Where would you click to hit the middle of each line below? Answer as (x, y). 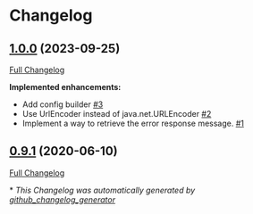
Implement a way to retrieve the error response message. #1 (133, 123)
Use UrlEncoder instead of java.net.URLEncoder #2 (117, 114)
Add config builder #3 (63, 104)
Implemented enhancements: (65, 87)
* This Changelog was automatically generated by (102, 190)
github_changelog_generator (63, 199)
